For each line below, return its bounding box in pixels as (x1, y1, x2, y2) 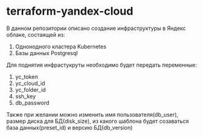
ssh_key (15, 92, 36, 100)
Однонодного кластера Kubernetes (15, 43, 107, 50)
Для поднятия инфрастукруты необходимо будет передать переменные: (6, 61, 197, 68)
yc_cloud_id (15, 80, 46, 87)
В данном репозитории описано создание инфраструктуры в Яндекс (6, 24, 186, 32)
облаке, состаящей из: (6, 31, 65, 38)
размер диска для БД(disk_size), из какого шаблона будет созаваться (6, 117, 189, 125)
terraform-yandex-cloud (6, 4, 134, 18)
